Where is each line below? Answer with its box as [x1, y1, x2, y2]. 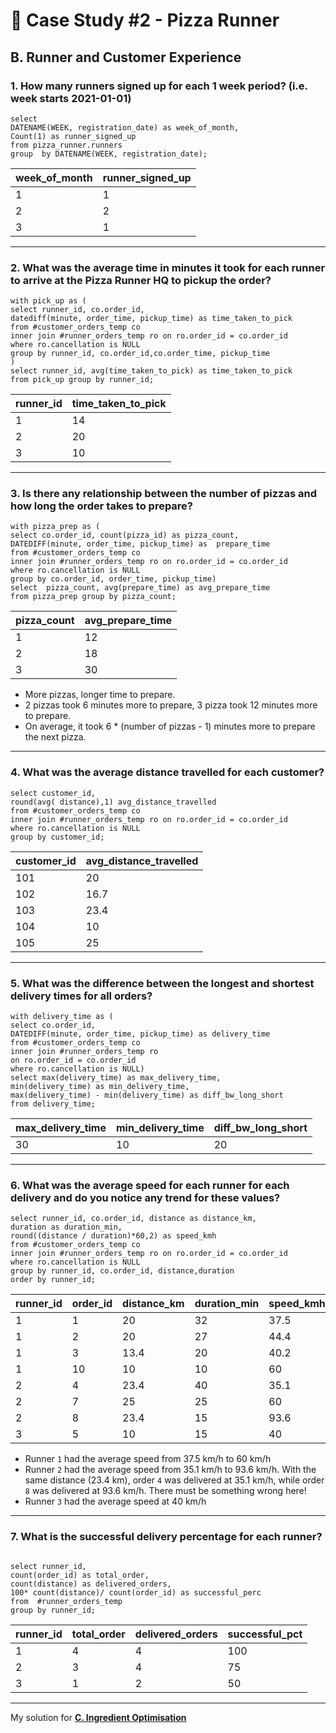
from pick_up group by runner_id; [10, 375, 155, 385]
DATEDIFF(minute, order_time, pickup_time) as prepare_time [10, 539, 271, 549]
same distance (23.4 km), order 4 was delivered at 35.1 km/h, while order [24, 1474, 325, 1486]
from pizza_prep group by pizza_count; [10, 592, 177, 602]
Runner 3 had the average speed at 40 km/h [24, 1495, 207, 1508]
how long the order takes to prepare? [10, 499, 194, 513]
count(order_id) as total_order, [10, 1570, 150, 1580]
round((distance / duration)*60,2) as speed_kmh [10, 1231, 217, 1241]
